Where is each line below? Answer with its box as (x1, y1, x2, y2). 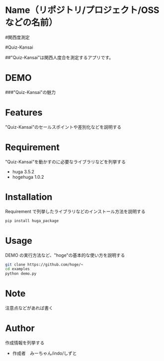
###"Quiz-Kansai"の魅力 (5, 89, 56, 95)
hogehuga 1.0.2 (12, 174, 44, 180)
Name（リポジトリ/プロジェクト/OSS (5, 4, 160, 16)
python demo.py (5, 271, 37, 276)
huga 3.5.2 (12, 168, 35, 174)
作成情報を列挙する (5, 340, 45, 346)
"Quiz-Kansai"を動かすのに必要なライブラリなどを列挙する (5, 158, 126, 164)
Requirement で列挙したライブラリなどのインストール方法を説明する (5, 208, 146, 214)
